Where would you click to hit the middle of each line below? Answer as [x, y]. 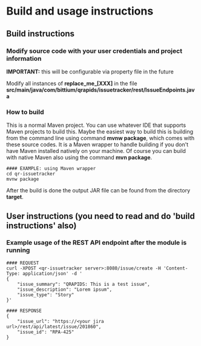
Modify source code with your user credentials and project [94, 51]
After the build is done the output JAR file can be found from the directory [98, 191]
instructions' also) [41, 226]
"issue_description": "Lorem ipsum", [65, 290]
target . [15, 197]
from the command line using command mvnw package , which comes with [100, 138]
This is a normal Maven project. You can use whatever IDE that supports [96, 125]
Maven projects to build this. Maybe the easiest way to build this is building [100, 132]
